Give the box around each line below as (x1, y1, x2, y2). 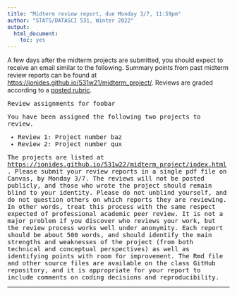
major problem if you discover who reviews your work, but (7, 217, 217, 225)
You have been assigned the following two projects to (7, 113, 201, 121)
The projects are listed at (7, 153, 104, 162)
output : (7, 23, 30, 30)
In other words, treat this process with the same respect (7, 203, 217, 211)
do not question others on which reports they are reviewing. (7, 195, 227, 204)
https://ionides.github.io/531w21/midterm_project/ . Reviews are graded (7, 78, 213, 87)
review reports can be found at (7, 71, 97, 80)
